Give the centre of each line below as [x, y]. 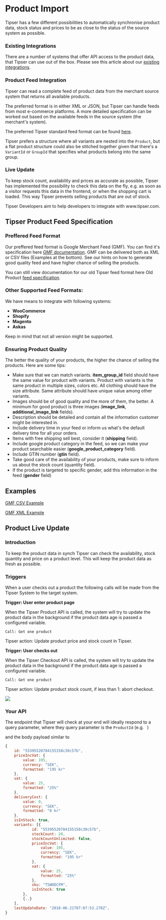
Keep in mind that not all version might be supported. [59, 336]
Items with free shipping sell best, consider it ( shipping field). [75, 439]
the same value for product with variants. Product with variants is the [83, 380]
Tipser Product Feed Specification [59, 222]
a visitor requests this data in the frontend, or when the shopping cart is [78, 191]
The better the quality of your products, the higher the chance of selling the [82, 360]
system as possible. [25, 33]
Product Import [37, 9]
